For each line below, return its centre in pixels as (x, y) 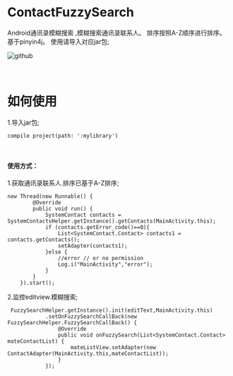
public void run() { (63, 209)
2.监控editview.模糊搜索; (43, 297)
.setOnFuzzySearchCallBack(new (91, 317)
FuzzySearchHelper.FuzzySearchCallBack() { (72, 323)
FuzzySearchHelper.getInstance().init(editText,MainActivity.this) (112, 311)
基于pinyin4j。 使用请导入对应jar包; (58, 41)
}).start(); (37, 283)
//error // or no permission (100, 259)
